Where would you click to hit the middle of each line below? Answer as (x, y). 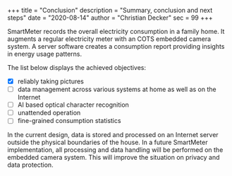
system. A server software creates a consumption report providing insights (116, 46)
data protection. (31, 165)
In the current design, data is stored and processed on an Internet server (113, 135)
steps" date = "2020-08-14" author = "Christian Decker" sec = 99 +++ (110, 18)
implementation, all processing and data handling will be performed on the (115, 150)
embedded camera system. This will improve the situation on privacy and (114, 158)
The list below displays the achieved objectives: (77, 68)
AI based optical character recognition (73, 105)
